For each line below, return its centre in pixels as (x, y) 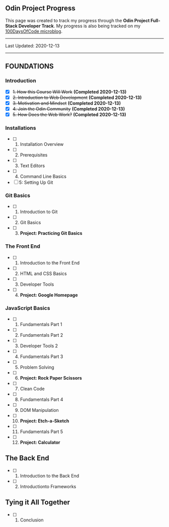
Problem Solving (37, 367)
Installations (21, 128)
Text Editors (32, 166)
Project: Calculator (40, 442)
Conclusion (32, 520)
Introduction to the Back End (50, 476)
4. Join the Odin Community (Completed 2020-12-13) (69, 109)
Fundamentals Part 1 (41, 324)
